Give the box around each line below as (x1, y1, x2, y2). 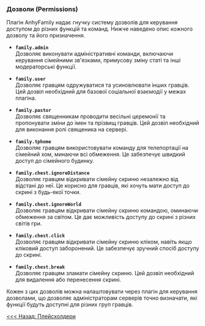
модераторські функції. (15, 63, 77, 70)
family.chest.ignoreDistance (15, 170, 90, 176)
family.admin (15, 45, 49, 51)
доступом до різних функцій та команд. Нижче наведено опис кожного (6, 25, 193, 32)
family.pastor (15, 108, 51, 114)
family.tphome (15, 139, 51, 145)
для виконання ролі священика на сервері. (15, 126, 128, 133)
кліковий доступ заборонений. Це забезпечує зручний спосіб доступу (15, 245, 199, 252)
